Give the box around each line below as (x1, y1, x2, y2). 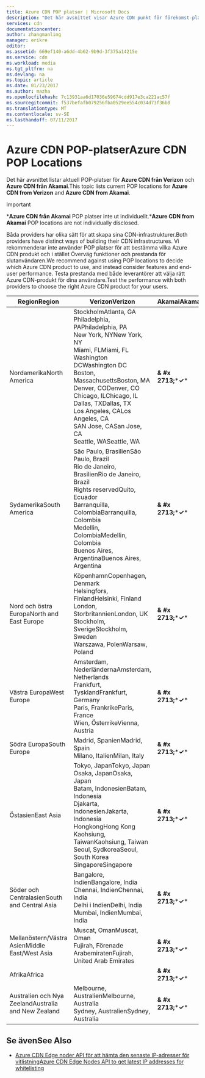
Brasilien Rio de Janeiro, (73, 470, 142, 479)
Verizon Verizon (89, 297, 135, 306)
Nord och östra (9, 602, 53, 611)
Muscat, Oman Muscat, (73, 926, 138, 935)
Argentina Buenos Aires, (73, 554, 142, 562)
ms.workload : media (6, 60, 56, 66)
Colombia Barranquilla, (73, 508, 137, 517)
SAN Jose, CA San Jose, (73, 422, 142, 431)
